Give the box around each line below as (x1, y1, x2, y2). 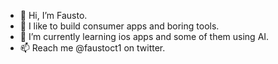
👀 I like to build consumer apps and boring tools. (19, 20, 220, 32)
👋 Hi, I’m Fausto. (19, 10, 88, 21)
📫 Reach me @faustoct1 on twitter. (19, 42, 166, 54)
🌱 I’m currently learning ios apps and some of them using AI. (19, 31, 270, 42)
